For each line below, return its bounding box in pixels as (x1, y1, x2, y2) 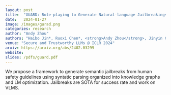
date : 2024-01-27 (5, 17, 47, 22)
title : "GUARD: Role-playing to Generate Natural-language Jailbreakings (5, 12, 167, 17)
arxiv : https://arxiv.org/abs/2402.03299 (5, 45, 95, 50)
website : (5, 50, 24, 55)
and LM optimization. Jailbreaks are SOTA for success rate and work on (5, 79, 156, 85)
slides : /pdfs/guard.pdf (5, 54, 58, 60)
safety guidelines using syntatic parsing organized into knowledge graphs (5, 74, 160, 80)
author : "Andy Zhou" (5, 31, 49, 36)
